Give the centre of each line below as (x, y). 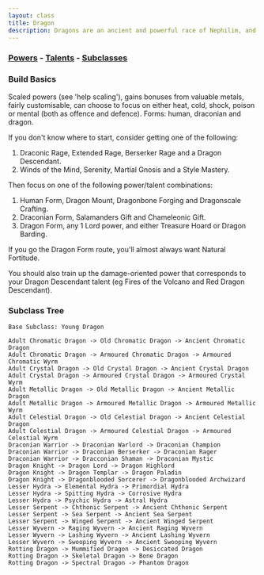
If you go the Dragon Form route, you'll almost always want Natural (117, 249)
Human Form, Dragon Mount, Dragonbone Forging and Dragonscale (130, 200)
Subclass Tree (36, 310)
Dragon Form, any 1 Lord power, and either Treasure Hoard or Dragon (133, 225)
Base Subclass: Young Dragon (56, 327)
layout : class (32, 15)
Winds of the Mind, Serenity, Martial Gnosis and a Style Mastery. (124, 169)
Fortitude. (24, 258)
